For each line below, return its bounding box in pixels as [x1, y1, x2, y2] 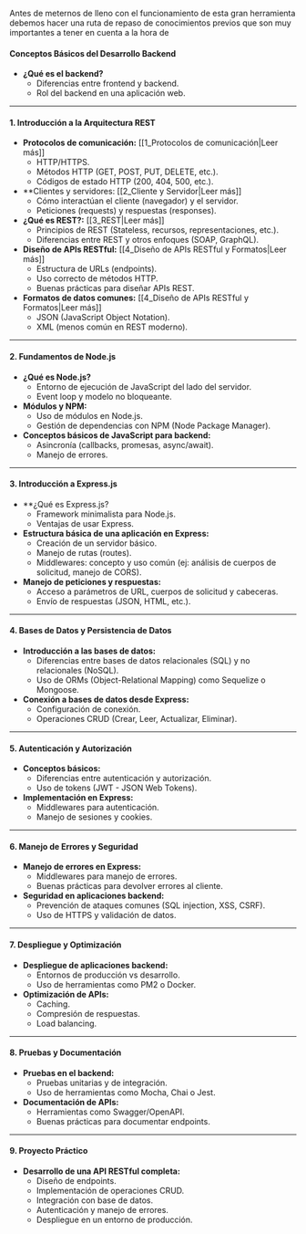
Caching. [36, 999, 71, 1009]
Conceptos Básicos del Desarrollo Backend [9, 47, 177, 58]
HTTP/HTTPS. [36, 157, 90, 168]
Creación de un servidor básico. [36, 538, 158, 549]
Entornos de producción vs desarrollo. [36, 969, 180, 980]
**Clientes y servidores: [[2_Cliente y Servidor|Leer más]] [22, 186, 242, 197]
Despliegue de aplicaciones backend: [22, 959, 168, 970]
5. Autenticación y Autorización [9, 743, 132, 754]
